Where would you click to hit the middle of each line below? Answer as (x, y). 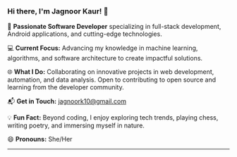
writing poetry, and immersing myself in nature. (76, 125)
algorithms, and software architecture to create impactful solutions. (105, 58)
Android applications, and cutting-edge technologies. (85, 34)
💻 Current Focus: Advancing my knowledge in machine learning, (103, 48)
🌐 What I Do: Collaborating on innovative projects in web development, (111, 72)
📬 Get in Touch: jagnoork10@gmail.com (67, 101)
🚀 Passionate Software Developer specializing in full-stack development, (114, 27)
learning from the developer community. (66, 87)
